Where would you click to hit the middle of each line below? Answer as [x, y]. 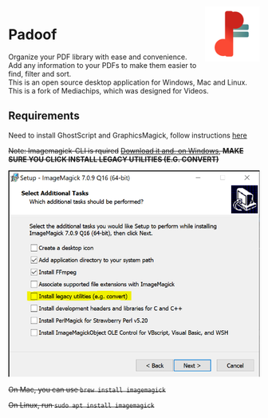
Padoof [33, 35]
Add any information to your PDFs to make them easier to [102, 65]
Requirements [44, 116]
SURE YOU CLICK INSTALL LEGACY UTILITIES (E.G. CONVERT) [114, 159]
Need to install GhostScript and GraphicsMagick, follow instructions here [128, 135]
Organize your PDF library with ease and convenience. [98, 57]
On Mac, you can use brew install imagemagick [87, 389]
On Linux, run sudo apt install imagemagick [81, 404]
